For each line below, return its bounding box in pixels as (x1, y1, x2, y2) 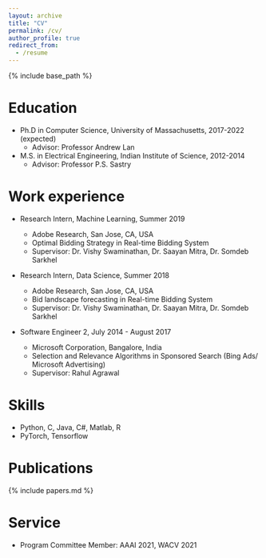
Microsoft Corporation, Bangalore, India (31, 342, 162, 352)
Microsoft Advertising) (31, 359, 106, 369)
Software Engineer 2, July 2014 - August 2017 (19, 327, 172, 336)
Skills (8, 396, 46, 415)
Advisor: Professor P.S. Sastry (31, 159, 132, 169)
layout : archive (8, 11, 62, 20)
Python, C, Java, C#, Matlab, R (19, 422, 121, 432)
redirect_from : (8, 42, 59, 50)
